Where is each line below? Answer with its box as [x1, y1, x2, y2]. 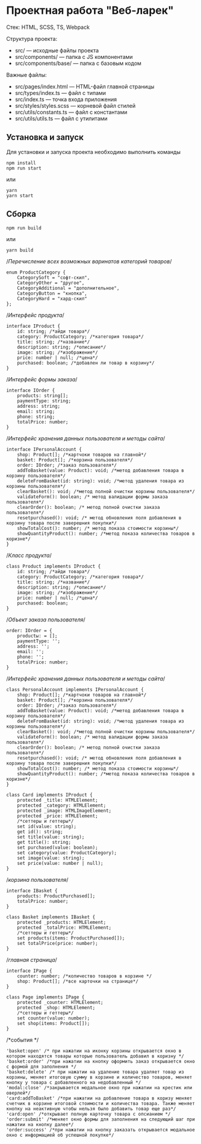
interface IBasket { [6, 888, 58, 894]
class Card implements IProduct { [6, 792, 93, 798]
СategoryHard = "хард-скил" [17, 295, 87, 301]
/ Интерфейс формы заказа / [6, 375, 78, 383]
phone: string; [17, 413, 55, 420]
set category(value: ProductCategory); [17, 849, 117, 856]
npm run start [6, 165, 42, 171]
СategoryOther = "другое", [17, 280, 85, 286]
